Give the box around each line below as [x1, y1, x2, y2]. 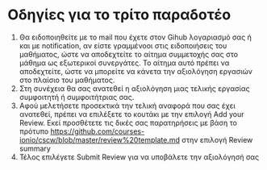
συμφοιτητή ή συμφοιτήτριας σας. [19, 92, 135, 102]
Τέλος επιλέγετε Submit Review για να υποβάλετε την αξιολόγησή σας [19, 151, 260, 162]
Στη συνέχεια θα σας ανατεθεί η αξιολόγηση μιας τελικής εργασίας [19, 83, 251, 93]
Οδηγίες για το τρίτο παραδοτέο [7, 6, 232, 24]
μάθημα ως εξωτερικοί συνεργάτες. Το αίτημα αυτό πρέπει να [19, 58, 230, 68]
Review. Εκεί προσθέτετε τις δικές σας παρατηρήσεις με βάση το [19, 118, 237, 127]
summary [19, 143, 52, 153]
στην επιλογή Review [181, 135, 253, 144]
